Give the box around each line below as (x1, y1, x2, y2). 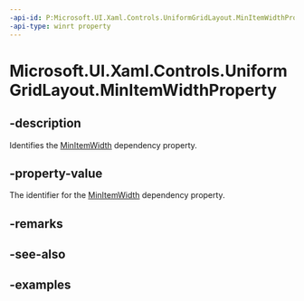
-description (9, 116, 81, 131)
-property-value (9, 165, 103, 181)
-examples (9, 277, 71, 293)
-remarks (9, 216, 63, 231)
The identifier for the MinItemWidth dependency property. (9, 190, 225, 201)
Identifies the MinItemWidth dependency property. (9, 139, 197, 150)
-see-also (9, 247, 66, 262)
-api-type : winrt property (9, 22, 111, 31)
